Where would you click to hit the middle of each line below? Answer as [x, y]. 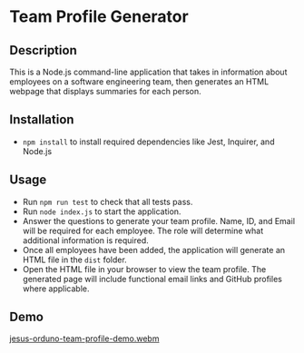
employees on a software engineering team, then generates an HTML [139, 82]
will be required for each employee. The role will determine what [143, 230]
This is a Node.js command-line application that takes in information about [148, 72]
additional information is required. [86, 240]
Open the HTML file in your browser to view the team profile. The [144, 269]
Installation [42, 120]
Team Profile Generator [99, 17]
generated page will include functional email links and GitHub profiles [152, 279]
